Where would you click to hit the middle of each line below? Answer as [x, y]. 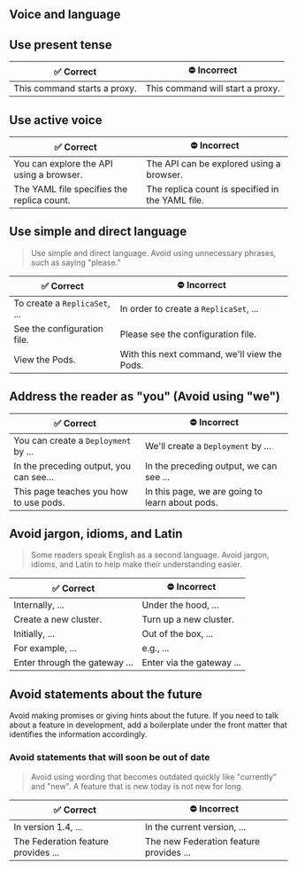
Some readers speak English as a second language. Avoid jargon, [150, 555]
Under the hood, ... [180, 605]
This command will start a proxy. [213, 89]
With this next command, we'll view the [201, 353]
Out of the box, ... [178, 634]
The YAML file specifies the [71, 190]
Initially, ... [34, 634]
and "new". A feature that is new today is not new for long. [137, 786]
